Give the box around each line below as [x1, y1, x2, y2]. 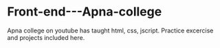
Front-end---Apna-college [7, 4, 162, 20]
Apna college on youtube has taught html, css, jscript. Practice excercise [7, 26, 214, 34]
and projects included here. [7, 33, 85, 41]
